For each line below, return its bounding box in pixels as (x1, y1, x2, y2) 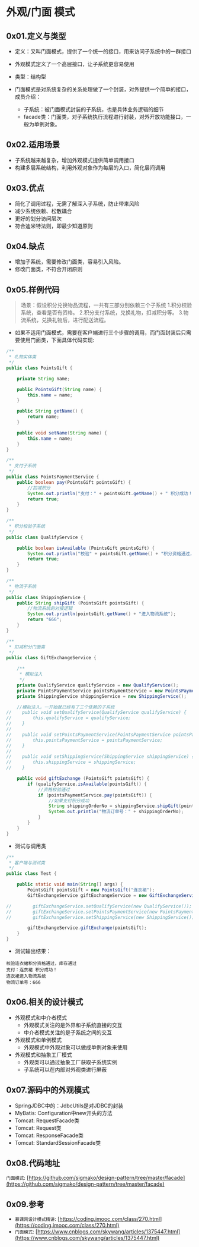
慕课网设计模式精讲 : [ (14, 1215, 60, 1223)
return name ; (27, 414, 60, 420)
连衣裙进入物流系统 (6, 973, 46, 979)
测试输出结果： (14, 947, 52, 955)
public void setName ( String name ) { (17, 430, 108, 436)
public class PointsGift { (6, 365, 73, 371)
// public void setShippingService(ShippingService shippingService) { (6, 754, 195, 760)
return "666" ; (27, 616, 62, 623)
